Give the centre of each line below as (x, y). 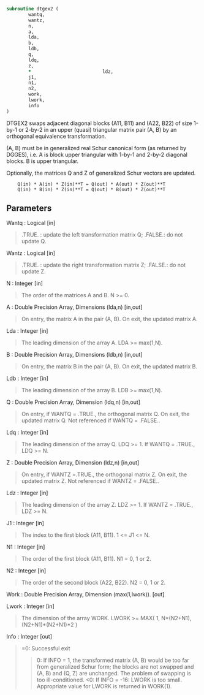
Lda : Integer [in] (27, 331)
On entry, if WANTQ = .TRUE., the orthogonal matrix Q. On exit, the (105, 414)
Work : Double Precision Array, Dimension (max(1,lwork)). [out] (85, 594)
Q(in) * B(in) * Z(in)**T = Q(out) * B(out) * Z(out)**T (92, 189)
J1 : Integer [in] (25, 523)
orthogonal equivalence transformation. (56, 136)
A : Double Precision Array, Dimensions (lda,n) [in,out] (74, 307)
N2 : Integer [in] (26, 571)
